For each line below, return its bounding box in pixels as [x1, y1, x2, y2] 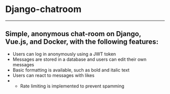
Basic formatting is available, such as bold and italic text [12, 67, 130, 73]
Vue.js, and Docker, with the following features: [5, 38, 158, 46]
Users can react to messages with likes [12, 72, 95, 78]
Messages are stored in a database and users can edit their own [12, 56, 147, 62]
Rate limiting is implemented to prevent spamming [20, 83, 125, 89]
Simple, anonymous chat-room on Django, [5, 30, 142, 38]
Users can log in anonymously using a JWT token [12, 51, 116, 57]
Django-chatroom [5, 4, 82, 15]
